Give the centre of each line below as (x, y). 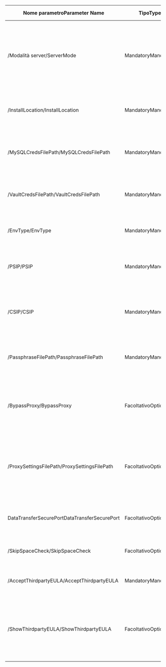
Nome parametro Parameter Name (64, 13)
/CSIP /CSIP (21, 312)
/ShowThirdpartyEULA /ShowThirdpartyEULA (60, 629)
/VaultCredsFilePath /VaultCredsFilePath (54, 194)
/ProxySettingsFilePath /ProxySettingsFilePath (61, 466)
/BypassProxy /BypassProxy (40, 406)
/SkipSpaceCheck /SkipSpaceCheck (49, 551)
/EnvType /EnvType (29, 230)
